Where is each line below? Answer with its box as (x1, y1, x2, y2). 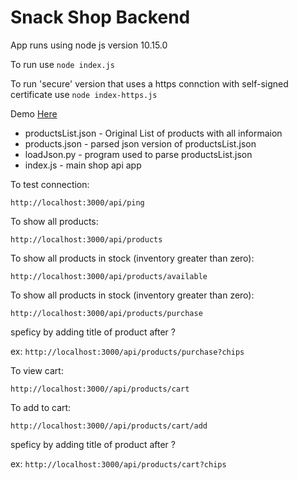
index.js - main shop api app (24, 159, 142, 171)
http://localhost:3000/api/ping (10, 197, 145, 208)
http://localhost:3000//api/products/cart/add (10, 421, 208, 431)
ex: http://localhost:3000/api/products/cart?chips (10, 457, 227, 470)
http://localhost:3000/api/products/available (10, 271, 208, 281)
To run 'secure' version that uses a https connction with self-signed (10, 77, 289, 90)
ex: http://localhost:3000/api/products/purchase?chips (10, 345, 245, 357)
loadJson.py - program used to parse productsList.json (24, 148, 253, 160)
